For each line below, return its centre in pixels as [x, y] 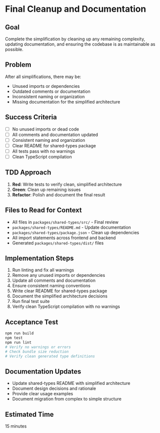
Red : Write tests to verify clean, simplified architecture [67, 184]
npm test [14, 338]
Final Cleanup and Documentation [76, 9]
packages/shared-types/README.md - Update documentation [71, 227]
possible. [14, 49]
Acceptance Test [32, 322]
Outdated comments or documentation [51, 91]
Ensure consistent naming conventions [51, 286]
